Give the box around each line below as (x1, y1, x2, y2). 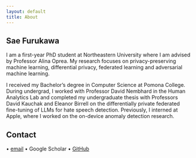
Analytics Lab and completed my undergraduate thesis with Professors (6, 94, 178, 101)
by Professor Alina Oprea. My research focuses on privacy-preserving (6, 58, 177, 65)
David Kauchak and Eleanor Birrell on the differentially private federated (6, 100, 180, 107)
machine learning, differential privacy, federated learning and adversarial (6, 64, 182, 71)
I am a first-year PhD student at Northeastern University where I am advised (6, 51, 191, 59)
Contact (6, 130, 36, 140)
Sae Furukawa (6, 36, 60, 46)
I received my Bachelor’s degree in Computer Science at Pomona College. (6, 82, 185, 89)
